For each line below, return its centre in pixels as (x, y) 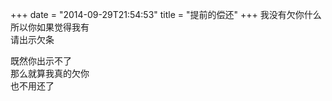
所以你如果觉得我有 (50, 27)
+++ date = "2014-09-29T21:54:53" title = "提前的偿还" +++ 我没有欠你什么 (166, 14)
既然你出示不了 (41, 61)
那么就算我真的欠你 (50, 73)
